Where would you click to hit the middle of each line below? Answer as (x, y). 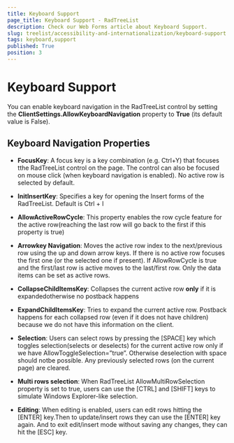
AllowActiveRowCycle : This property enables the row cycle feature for (119, 217)
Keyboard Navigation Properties (79, 144)
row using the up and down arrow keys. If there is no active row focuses (121, 253)
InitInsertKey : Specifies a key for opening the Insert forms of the (111, 196)
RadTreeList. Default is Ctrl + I (60, 203)
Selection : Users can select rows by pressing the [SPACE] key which (117, 338)
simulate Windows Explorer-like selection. (78, 396)
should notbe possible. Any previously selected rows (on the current (116, 360)
